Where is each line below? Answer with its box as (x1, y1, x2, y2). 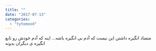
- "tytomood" (10, 21, 37, 26)
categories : (5, 16, 30, 21)
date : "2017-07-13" (5, 12, 46, 17)
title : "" (5, 7, 26, 12)
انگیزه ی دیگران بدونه (5, 40, 45, 46)
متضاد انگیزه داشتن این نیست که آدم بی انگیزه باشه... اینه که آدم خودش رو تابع (5, 35, 151, 41)
